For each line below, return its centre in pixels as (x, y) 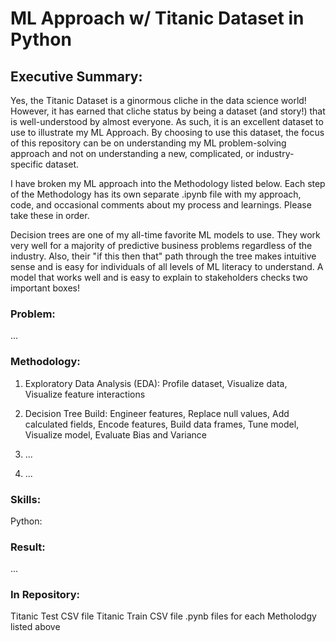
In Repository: (45, 595)
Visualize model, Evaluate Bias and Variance (115, 434)
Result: (28, 547)
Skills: (26, 499)
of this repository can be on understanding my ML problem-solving (148, 143)
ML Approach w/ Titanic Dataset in (157, 18)
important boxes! (45, 288)
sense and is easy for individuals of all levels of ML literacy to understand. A (167, 266)
